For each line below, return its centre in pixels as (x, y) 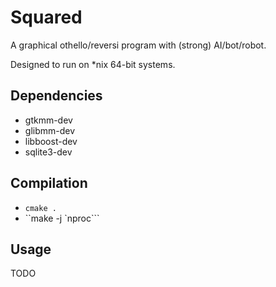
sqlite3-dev (48, 152)
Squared (46, 17)
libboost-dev (51, 141)
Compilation (49, 183)
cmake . (40, 208)
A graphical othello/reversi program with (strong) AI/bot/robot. (138, 45)
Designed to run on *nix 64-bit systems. (93, 64)
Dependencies (56, 96)
